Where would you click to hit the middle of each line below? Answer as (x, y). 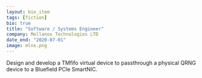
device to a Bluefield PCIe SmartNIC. (52, 69)
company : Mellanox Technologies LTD (52, 34)
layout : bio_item (28, 12)
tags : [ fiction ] (27, 18)
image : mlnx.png (27, 46)
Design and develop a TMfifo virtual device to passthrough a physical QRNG (101, 63)
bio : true (19, 23)
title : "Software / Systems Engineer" (55, 29)
